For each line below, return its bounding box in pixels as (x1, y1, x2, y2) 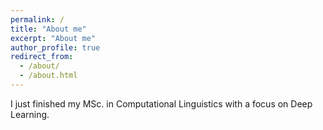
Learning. (10, 108, 50, 120)
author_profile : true (10, 42, 101, 53)
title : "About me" (10, 24, 87, 34)
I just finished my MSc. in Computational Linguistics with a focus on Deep (10, 97, 313, 110)
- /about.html (19, 71, 78, 81)
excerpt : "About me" (10, 33, 97, 43)
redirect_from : (10, 52, 74, 62)
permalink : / (10, 14, 65, 25)
